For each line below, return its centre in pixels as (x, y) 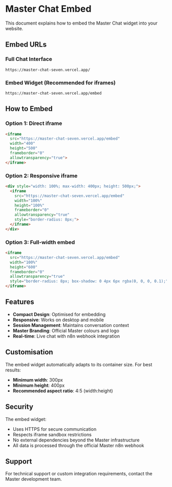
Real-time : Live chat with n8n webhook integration (66, 336)
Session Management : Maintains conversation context (71, 325)
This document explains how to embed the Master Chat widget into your (81, 23)
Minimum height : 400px (39, 385)
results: (13, 370)
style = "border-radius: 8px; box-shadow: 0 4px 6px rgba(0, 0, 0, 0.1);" (89, 281)
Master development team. (34, 479)
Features (20, 302)
